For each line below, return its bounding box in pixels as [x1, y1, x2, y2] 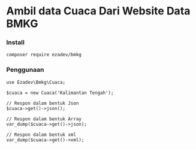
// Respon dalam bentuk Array [6, 115, 82, 122]
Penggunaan [6, 66, 44, 74]
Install [6, 38, 25, 47]
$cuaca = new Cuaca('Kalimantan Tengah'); [6, 90, 114, 96]
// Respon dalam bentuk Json [6, 100, 79, 106]
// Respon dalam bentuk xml [6, 132, 77, 138]
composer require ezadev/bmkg [6, 52, 82, 58]
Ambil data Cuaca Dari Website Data [6, 4, 191, 18]
